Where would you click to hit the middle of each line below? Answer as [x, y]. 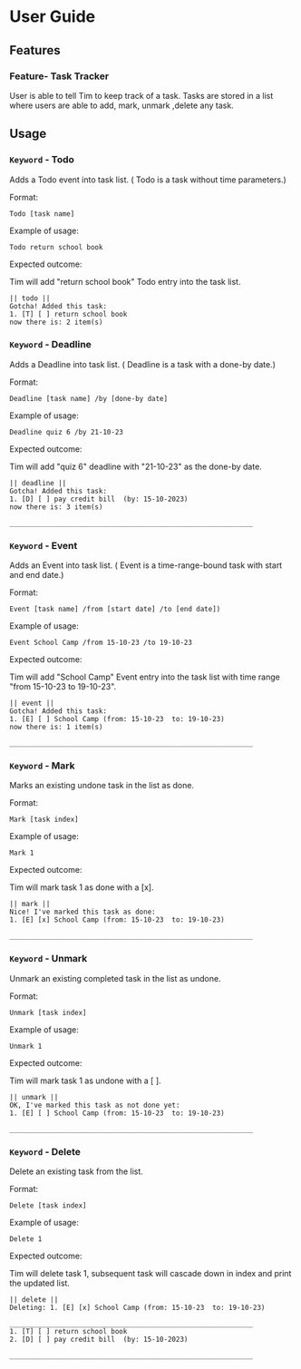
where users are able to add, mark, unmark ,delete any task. [121, 105]
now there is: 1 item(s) [56, 728]
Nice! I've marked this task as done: [83, 912]
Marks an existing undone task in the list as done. [102, 786]
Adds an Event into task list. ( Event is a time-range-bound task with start [146, 565]
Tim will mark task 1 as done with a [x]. [82, 887]
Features [35, 50]
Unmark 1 [26, 1046]
